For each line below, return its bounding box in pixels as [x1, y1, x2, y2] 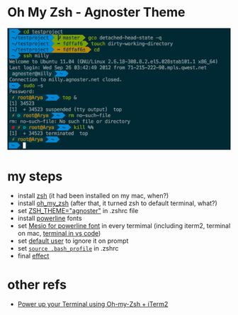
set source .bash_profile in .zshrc [17, 244, 119, 253]
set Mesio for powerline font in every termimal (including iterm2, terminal [17, 222, 231, 230]
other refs [7, 277, 67, 292]
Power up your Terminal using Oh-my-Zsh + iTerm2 [17, 300, 169, 309]
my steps [7, 168, 63, 184]
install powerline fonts [17, 214, 83, 223]
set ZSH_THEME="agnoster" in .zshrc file [17, 207, 139, 215]
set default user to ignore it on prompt [17, 236, 129, 245]
